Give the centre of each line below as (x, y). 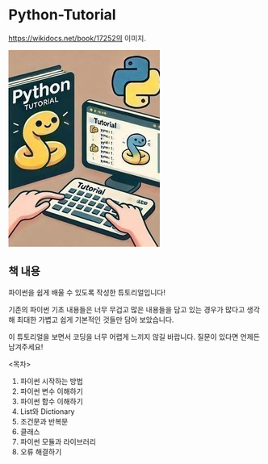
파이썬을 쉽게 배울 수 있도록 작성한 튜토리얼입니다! (87, 292)
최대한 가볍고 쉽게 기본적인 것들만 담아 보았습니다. (95, 320)
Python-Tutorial (62, 15)
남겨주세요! (26, 347)
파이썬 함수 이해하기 (51, 401)
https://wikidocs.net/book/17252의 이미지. (77, 38)
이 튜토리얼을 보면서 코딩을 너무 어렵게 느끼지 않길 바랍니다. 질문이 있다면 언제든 (134, 337)
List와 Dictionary (47, 411)
